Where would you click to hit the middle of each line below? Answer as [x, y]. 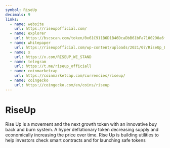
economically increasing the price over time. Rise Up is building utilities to [82, 135]
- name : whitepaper [30, 43]
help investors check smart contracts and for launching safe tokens [75, 140]
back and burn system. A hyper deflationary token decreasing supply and [82, 129]
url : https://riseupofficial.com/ [51, 29]
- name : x [20, 52]
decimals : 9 [18, 15]
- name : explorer [28, 33]
